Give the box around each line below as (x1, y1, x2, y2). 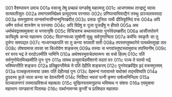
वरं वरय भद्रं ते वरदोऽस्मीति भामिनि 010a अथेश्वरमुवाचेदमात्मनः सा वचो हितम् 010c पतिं (5, 51, 145, 57)
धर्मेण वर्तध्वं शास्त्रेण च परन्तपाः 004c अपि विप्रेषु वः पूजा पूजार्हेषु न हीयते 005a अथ (5, 22, 139, 28)
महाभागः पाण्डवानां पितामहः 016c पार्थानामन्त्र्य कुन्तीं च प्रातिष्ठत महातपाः (5, 86, 119, 92)
